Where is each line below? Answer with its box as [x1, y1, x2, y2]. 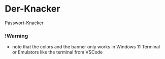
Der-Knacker [5, 3, 60, 15]
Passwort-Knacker [5, 20, 44, 26]
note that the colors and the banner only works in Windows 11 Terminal [12, 44, 160, 50]
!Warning [5, 32, 28, 39]
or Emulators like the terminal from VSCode [12, 49, 103, 55]
